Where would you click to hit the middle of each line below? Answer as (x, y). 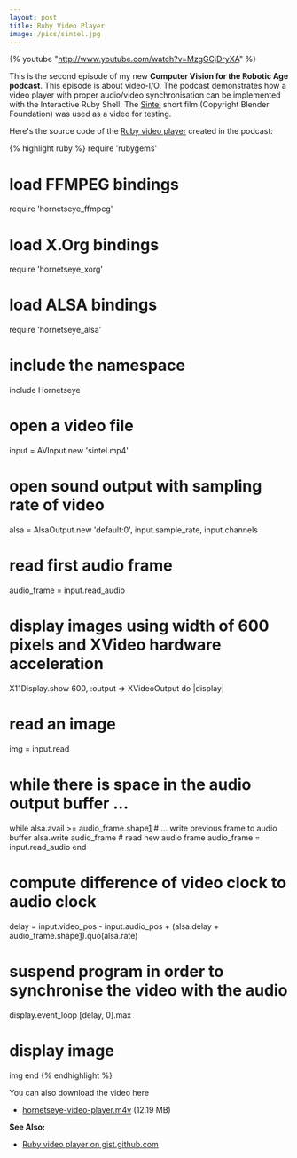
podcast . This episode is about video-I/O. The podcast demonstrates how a (148, 86)
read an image (63, 725)
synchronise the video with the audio (148, 990)
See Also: (27, 1127)
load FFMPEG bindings (94, 184)
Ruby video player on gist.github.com (90, 1144)
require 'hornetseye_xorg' (56, 269)
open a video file (72, 426)
